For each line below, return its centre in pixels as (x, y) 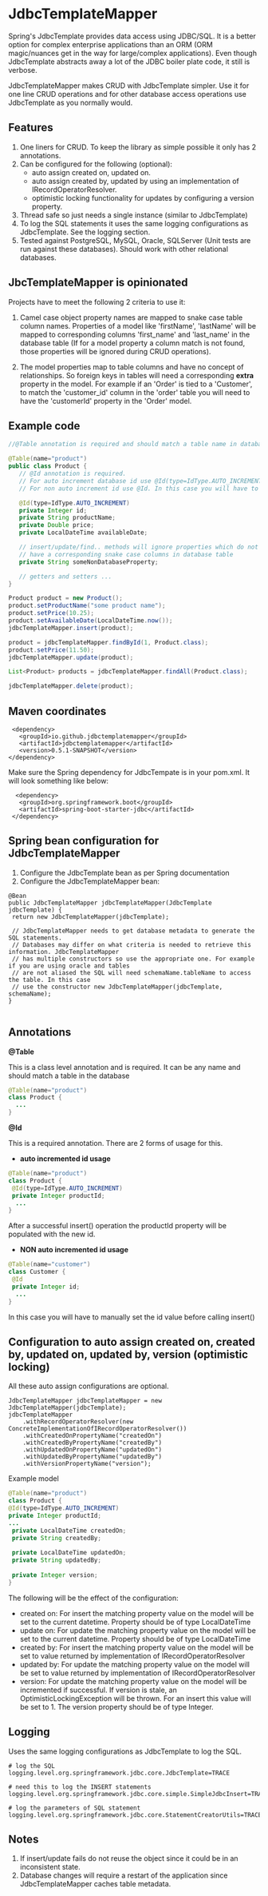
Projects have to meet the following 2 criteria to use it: (97, 301)
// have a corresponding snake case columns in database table (126, 554)
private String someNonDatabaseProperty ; (89, 562)
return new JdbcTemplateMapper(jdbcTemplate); (91, 916)
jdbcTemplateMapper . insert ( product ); (71, 628)
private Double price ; (56, 525)
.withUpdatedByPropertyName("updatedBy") (92, 1457)
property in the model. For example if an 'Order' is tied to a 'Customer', (136, 384)
